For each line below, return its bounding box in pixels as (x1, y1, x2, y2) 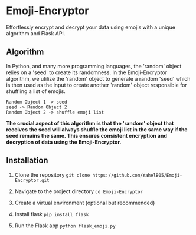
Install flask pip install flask (14, 210, 89, 217)
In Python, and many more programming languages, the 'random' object (6, 62, 182, 69)
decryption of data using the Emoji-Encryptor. (6, 138, 122, 145)
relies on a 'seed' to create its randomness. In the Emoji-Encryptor (6, 69, 167, 76)
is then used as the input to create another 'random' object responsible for (6, 81, 187, 88)
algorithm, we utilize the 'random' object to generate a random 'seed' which (6, 75, 191, 82)
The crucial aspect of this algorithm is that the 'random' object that (6, 120, 174, 127)
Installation (6, 155, 48, 166)
